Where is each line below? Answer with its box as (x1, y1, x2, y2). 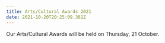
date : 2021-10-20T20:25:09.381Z (6, 14, 86, 20)
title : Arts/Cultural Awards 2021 (6, 8, 92, 15)
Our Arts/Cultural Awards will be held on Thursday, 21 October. (6, 30, 160, 37)
